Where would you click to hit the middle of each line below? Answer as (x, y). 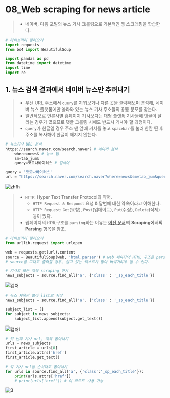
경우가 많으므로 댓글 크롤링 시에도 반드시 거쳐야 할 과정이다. (93, 122)
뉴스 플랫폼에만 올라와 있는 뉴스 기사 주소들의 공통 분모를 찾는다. (94, 109)
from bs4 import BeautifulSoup (38, 49)
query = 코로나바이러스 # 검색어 (42, 163)
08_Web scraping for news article (78, 9)
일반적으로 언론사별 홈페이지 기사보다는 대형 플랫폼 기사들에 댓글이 (91, 116)
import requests (22, 45)
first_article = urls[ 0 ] (31, 348)
